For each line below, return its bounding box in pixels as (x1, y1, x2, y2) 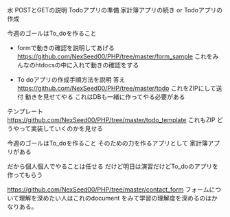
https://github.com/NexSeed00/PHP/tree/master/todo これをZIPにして (16, 84, 216, 92)
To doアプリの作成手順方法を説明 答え (16, 76, 126, 84)
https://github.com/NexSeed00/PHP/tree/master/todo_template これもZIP (7, 116, 216, 124)
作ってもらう (7, 171, 43, 179)
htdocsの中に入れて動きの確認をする (35, 61, 139, 69)
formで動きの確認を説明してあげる (16, 44, 115, 52)
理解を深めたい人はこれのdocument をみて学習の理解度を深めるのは (19, 194, 212, 202)
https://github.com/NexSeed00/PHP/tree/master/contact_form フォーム (7, 185, 209, 194)
